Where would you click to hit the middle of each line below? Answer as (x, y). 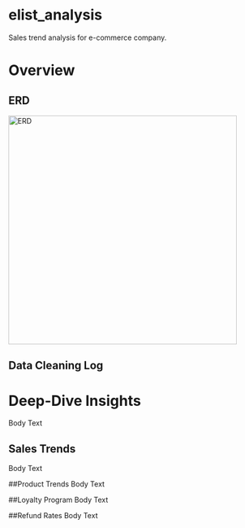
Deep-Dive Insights (75, 401)
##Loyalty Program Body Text (58, 500)
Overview (42, 70)
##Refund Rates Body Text (53, 516)
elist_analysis (56, 15)
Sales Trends (42, 449)
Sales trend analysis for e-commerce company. (88, 37)
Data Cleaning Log (56, 366)
